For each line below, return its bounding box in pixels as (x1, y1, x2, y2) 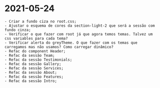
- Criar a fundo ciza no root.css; (4, 19, 77, 24)
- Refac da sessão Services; (4, 66, 64, 70)
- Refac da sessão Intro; (4, 78, 57, 83)
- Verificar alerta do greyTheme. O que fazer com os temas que (4, 40, 138, 45)
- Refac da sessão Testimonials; (4, 57, 72, 62)
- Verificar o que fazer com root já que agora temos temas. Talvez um (4, 32, 153, 36)
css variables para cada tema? (4, 36, 68, 41)
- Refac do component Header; (4, 49, 66, 53)
